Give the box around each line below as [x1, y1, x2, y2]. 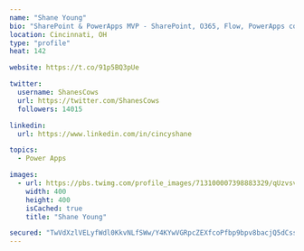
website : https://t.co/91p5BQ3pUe [9, 63, 140, 72]
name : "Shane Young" [9, 13, 88, 23]
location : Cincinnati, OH [9, 30, 107, 39]
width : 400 [25, 187, 67, 196]
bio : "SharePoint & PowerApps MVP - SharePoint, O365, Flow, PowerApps [9, 22, 285, 31]
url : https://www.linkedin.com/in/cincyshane [17, 129, 193, 138]
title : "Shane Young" [25, 212, 107, 221]
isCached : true [25, 204, 83, 213]
